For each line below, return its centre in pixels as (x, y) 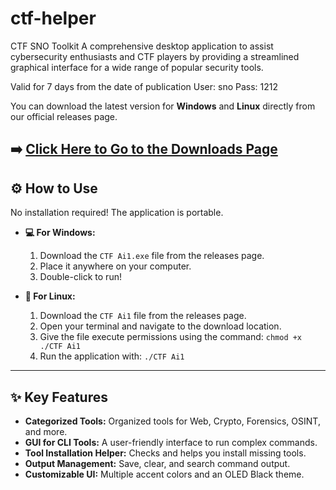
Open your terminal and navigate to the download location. (160, 326)
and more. (46, 431)
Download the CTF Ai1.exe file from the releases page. (152, 256)
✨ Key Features (59, 397)
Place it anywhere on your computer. (115, 266)
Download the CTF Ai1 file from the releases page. (143, 316)
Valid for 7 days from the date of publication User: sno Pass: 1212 (144, 86)
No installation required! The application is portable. (117, 213)
